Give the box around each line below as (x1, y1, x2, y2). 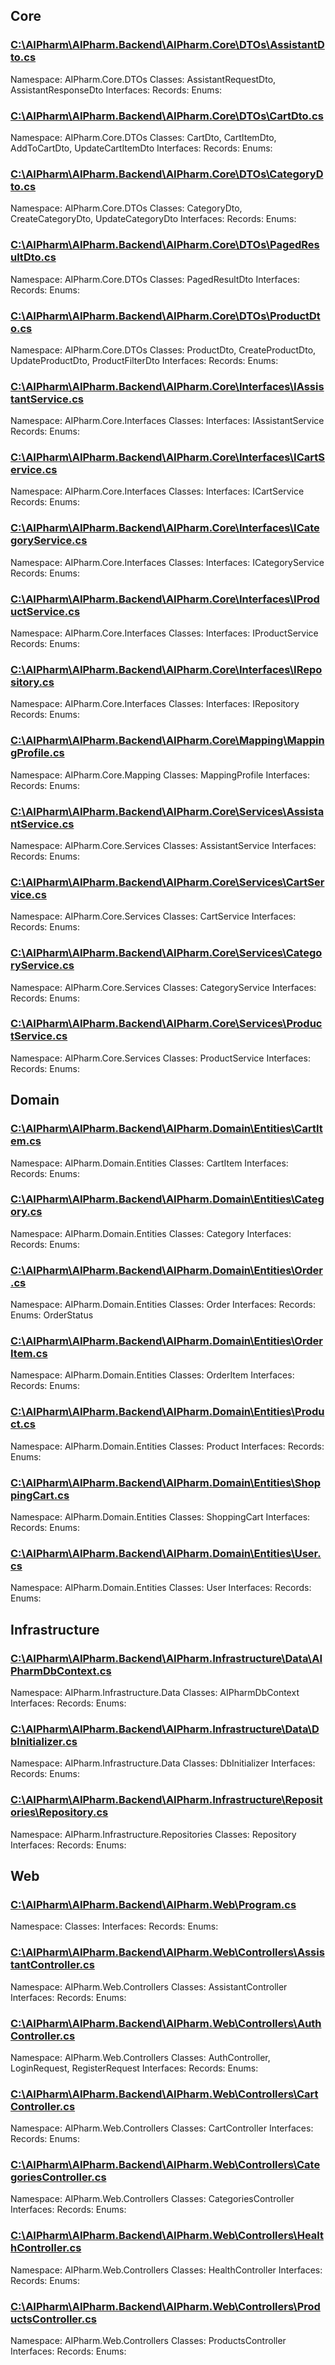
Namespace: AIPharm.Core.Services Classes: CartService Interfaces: (10, 910, 297, 923)
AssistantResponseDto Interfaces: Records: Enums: (10, 84, 223, 96)
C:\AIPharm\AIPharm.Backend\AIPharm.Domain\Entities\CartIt (10, 1122, 323, 1136)
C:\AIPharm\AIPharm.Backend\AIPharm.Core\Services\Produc (10, 1017, 323, 1031)
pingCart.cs (10, 1488, 70, 1502)
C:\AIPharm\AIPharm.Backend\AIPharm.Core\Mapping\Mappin (10, 734, 325, 748)
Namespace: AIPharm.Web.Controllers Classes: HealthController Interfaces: (10, 2264, 323, 2276)
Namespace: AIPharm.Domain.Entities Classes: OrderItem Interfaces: (10, 1369, 295, 1381)
